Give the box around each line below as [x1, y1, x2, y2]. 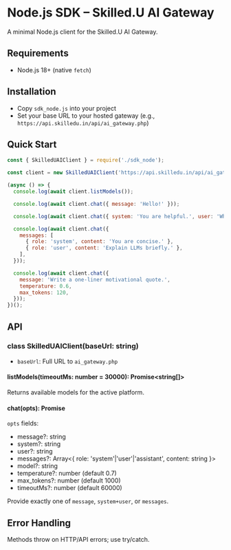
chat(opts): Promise [7, 404, 65, 412]
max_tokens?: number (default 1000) [16, 476, 122, 485]
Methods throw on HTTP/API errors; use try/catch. [7, 536, 150, 544]
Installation [7, 86, 56, 98]
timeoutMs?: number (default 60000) [16, 484, 122, 492]
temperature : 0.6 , [19, 282, 72, 290]
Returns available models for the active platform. [7, 388, 144, 396]
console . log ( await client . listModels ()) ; [13, 188, 134, 195]
